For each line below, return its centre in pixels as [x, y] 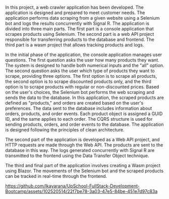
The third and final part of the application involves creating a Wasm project [83, 165]
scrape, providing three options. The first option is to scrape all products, [81, 76]
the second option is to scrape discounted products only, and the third [78, 81]
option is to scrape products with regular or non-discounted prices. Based [82, 87]
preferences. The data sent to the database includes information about [79, 108]
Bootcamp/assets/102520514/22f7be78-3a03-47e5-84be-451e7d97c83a [81, 191]
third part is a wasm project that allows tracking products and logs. [75, 45]
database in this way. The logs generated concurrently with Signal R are [80, 150]
